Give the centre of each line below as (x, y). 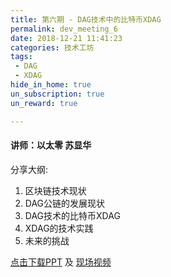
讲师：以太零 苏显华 (51, 145)
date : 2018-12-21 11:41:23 (66, 38)
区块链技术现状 (55, 190)
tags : (21, 57)
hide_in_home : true (51, 85)
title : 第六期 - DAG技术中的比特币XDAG (86, 19)
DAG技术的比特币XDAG (72, 215)
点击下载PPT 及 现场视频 (61, 262)
